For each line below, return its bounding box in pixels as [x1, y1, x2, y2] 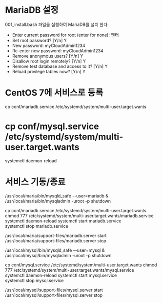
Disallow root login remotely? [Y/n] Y [12, 58, 86, 64]
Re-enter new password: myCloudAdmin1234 [12, 47, 103, 54]
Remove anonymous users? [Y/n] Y [12, 53, 83, 59]
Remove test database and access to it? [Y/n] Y [12, 63, 108, 69]
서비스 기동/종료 [5, 176, 66, 187]
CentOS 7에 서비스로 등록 [5, 87, 103, 98]
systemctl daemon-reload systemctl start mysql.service [5, 272, 117, 278]
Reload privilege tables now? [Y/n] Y [12, 68, 86, 74]
